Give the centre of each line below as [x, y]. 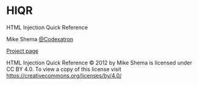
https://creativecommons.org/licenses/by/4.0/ [64, 75]
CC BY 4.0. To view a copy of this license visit [64, 69]
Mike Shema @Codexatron [40, 39]
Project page [22, 51]
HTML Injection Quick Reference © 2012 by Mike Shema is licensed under [99, 63]
